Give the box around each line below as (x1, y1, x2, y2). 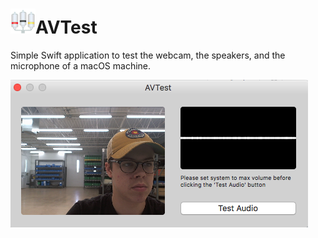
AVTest (35, 16, 98, 39)
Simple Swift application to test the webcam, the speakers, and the (10, 49, 286, 61)
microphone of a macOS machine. (10, 59, 152, 72)
